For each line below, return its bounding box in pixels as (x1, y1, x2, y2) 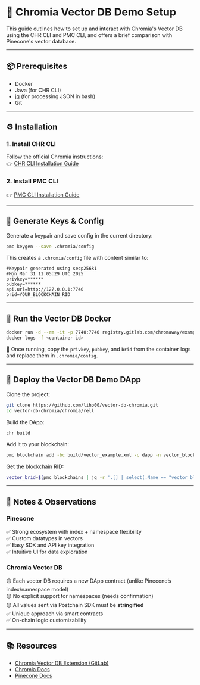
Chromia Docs (14, 665, 51, 672)
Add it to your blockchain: (6, 441, 70, 448)
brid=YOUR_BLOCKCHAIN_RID (6, 292, 70, 298)
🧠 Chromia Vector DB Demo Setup (6, 5, 177, 19)
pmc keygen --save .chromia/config (6, 244, 95, 250)
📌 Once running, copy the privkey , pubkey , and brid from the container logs (6, 345, 191, 353)
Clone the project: (6, 390, 51, 398)
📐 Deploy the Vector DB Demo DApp (6, 375, 142, 385)
